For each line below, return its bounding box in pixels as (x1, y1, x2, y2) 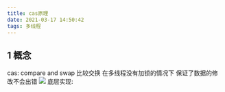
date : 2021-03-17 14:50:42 (7, 16, 84, 23)
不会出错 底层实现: (12, 78, 73, 86)
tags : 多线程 (7, 22, 41, 29)
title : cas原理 (7, 10, 49, 17)
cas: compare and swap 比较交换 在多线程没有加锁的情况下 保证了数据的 (7, 69, 213, 77)
